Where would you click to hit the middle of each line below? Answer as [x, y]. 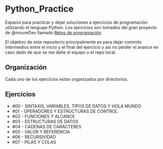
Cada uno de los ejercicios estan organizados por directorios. [67, 79]
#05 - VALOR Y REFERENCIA [41, 132]
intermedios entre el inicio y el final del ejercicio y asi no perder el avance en [82, 47]
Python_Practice [39, 9]
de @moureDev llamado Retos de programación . [54, 32]
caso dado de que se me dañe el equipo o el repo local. [61, 52]
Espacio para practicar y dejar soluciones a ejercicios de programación [76, 22]
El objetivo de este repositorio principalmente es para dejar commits [73, 42]
